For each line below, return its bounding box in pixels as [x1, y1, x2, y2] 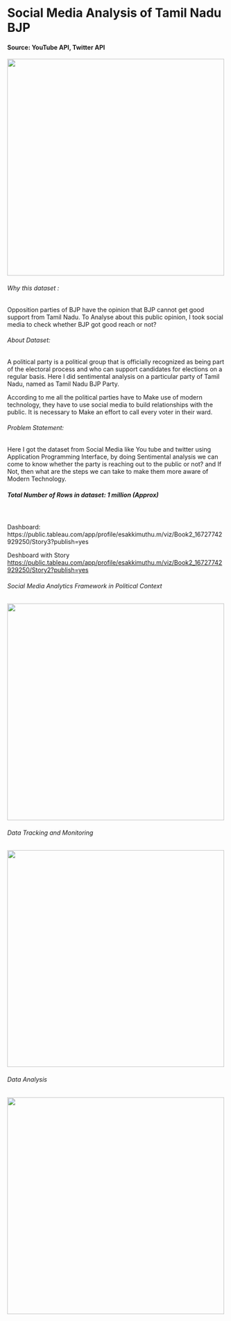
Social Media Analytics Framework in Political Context [7, 581, 162, 590]
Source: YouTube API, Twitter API [7, 43, 105, 51]
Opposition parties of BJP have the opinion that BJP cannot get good [7, 305, 205, 314]
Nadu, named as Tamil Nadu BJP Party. [7, 380, 120, 388]
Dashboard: [7, 522, 41, 531]
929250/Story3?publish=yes [7, 537, 89, 545]
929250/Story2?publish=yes [7, 565, 89, 574]
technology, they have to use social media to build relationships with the [7, 400, 214, 409]
